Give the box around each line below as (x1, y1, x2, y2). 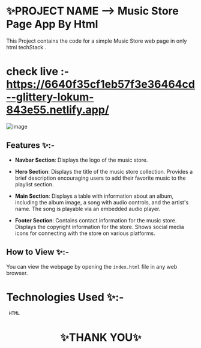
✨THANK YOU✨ (59, 331, 142, 344)
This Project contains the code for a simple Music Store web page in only (6, 37, 187, 44)
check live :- (6, 65, 70, 79)
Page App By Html (6, 17, 98, 31)
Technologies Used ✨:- (6, 290, 124, 304)
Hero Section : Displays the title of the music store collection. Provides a (14, 168, 193, 175)
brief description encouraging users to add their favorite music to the (14, 174, 186, 182)
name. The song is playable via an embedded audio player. (14, 205, 161, 212)
